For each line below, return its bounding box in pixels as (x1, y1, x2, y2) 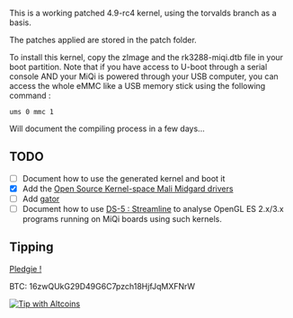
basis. (9, 17, 31, 28)
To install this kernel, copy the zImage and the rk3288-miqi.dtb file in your (9, 52, 284, 62)
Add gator (22, 193, 60, 204)
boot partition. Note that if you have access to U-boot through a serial (9, 62, 268, 72)
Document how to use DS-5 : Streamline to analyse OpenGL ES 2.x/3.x (22, 204, 285, 214)
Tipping (9, 240, 54, 255)
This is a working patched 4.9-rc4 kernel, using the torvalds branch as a (9, 8, 277, 18)
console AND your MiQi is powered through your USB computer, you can (9, 71, 279, 82)
